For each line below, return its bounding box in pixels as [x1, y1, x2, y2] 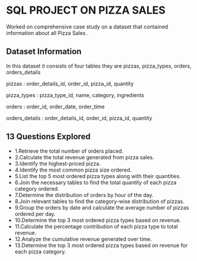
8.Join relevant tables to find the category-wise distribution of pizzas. [14, 198, 185, 205]
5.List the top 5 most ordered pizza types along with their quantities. [14, 172, 182, 179]
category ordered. [14, 185, 59, 192]
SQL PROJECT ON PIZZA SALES [6, 4, 166, 17]
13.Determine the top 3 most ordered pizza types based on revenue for [14, 241, 188, 249]
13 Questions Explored [6, 131, 91, 142]
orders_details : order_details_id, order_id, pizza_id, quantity [6, 114, 153, 121]
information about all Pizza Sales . [6, 29, 89, 36]
